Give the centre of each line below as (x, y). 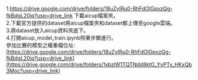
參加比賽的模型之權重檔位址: (41, 45)
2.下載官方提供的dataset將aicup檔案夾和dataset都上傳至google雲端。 (91, 23)
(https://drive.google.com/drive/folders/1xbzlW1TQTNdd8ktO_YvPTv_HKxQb (99, 64)
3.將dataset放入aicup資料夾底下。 (48, 30)
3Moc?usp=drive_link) (33, 71)
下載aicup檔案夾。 (96, 15)
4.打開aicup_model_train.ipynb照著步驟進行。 (61, 38)
